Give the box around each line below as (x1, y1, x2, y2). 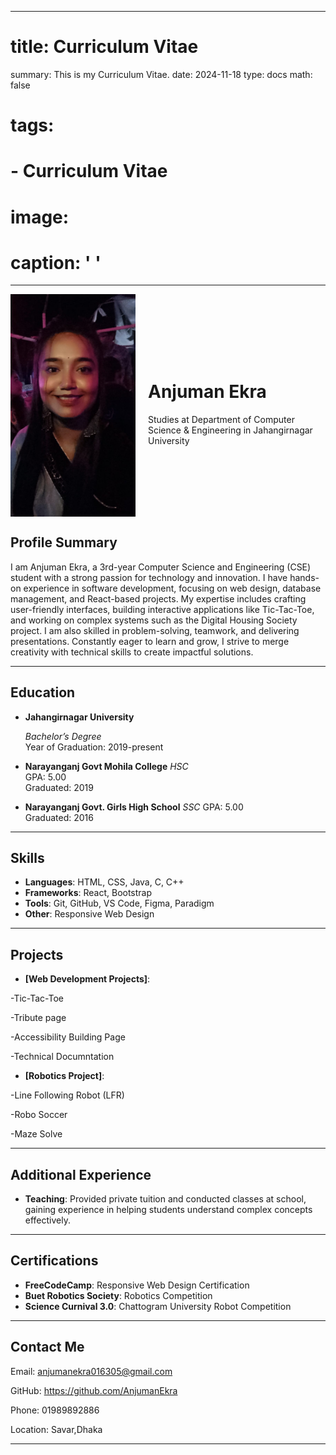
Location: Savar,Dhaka (10, 1423, 103, 1435)
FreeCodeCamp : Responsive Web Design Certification (24, 1279, 250, 1291)
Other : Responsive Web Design (24, 908, 155, 920)
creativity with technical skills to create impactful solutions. (10, 646, 254, 658)
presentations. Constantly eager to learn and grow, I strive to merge (10, 635, 290, 647)
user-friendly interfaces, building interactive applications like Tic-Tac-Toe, (10, 603, 315, 615)
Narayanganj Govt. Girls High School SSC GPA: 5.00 (24, 801, 244, 813)
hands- (289, 571, 320, 583)
